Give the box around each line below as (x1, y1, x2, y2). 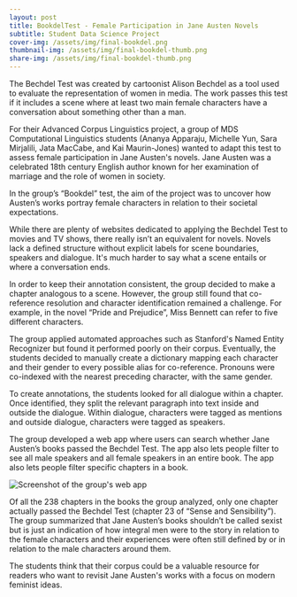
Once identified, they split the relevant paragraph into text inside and (9, 398, 259, 408)
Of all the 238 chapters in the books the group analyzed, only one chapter (9, 497, 278, 507)
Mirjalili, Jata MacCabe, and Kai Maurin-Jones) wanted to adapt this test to (9, 143, 281, 153)
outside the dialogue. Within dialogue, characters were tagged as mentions (9, 407, 283, 417)
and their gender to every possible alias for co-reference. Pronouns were (9, 362, 276, 372)
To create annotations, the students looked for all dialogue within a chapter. (9, 389, 284, 399)
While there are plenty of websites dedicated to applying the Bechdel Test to (9, 224, 288, 235)
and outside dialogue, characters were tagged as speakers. (9, 417, 225, 427)
